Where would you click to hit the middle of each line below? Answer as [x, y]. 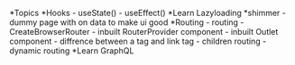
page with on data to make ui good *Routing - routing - [142, 22]
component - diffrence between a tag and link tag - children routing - [138, 41]
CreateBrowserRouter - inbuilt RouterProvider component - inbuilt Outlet [144, 32]
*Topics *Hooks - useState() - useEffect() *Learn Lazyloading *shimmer [145, 13]
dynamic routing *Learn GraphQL [72, 51]
